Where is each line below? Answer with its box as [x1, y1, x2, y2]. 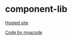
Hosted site [5, 20, 29, 26]
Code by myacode [5, 29, 43, 35]
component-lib [5, 3, 68, 15]
